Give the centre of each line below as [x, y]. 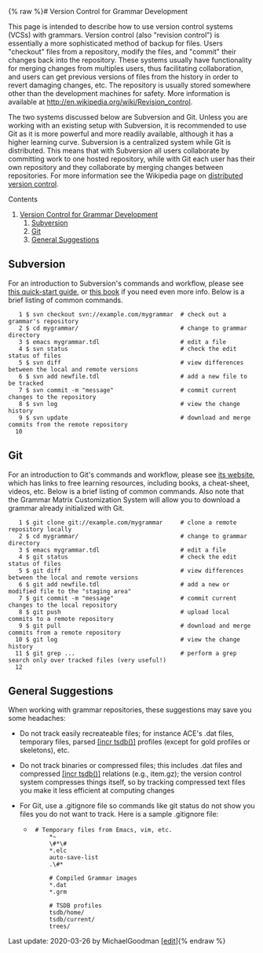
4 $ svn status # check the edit [128, 349]
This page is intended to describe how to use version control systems [121, 26]
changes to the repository [52, 397]
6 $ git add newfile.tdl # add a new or [124, 584]
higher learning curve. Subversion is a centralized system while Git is [120, 142]
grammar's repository [44, 321]
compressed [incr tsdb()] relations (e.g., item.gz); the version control [130, 774]
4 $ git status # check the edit [128, 557]
